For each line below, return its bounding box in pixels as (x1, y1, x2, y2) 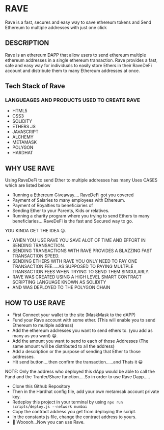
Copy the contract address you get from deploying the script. (12, 409, 137, 415)
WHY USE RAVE (5, 164, 55, 173)
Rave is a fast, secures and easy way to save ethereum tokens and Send (5, 19, 151, 25)
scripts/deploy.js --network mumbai (12, 404, 87, 409)
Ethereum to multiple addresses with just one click (5, 24, 107, 30)
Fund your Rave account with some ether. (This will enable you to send (12, 317, 156, 323)
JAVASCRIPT (12, 129, 39, 135)
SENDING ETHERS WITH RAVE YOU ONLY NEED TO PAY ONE (12, 258, 137, 264)
